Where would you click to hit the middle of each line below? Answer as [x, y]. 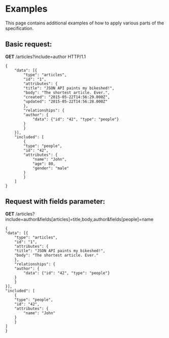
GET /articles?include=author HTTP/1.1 [46, 56]
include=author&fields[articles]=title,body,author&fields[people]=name [79, 219]
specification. [20, 28]
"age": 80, [44, 164]
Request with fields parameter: [55, 202]
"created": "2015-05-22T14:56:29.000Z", [67, 97]
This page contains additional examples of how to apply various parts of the [84, 23]
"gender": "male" [51, 168]
